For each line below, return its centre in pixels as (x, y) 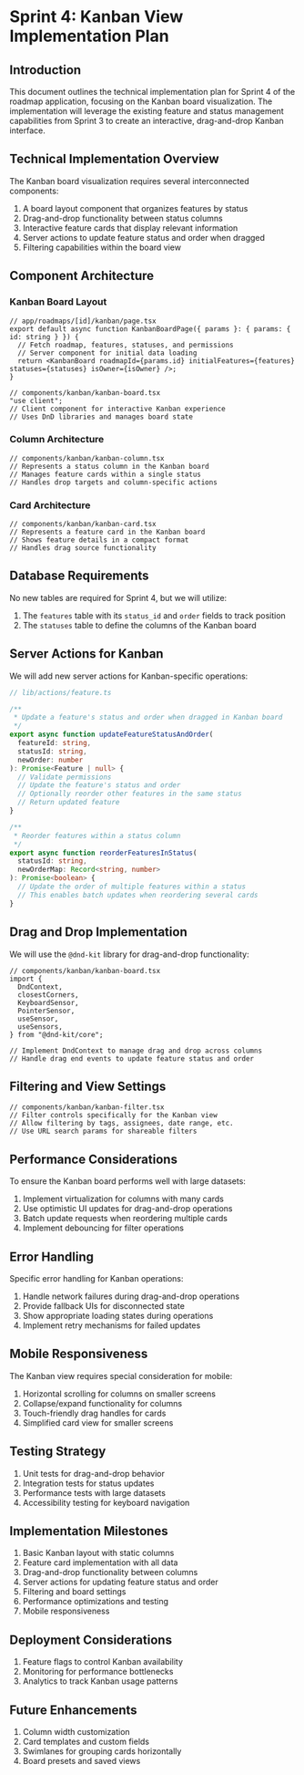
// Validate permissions (65, 777)
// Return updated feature (69, 803)
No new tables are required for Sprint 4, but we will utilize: (118, 597)
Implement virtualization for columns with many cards (123, 1199)
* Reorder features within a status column (97, 836)
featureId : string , (55, 743)
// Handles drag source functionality (83, 548)
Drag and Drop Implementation (99, 932)
